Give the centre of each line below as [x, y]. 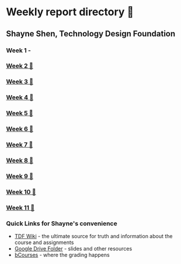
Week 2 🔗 [20, 66]
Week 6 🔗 [20, 129]
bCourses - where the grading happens [62, 255]
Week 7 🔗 [20, 145]
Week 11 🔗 [20, 208]
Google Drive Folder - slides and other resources [73, 249]
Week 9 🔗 [20, 176]
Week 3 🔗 [20, 82]
